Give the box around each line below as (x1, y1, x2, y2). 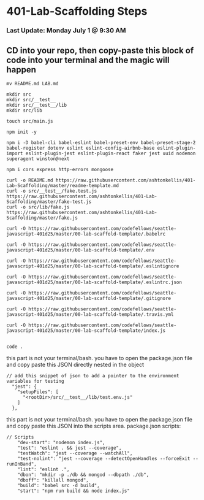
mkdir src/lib (6, 107, 43, 113)
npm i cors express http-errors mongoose (6, 166, 114, 172)
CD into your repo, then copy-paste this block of (6, 45, 194, 56)
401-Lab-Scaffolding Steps (6, 4, 148, 18)
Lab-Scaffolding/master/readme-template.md (6, 182, 119, 188)
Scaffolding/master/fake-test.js (6, 198, 92, 205)
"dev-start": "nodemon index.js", (17, 439, 105, 445)
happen (6, 64, 37, 75)
